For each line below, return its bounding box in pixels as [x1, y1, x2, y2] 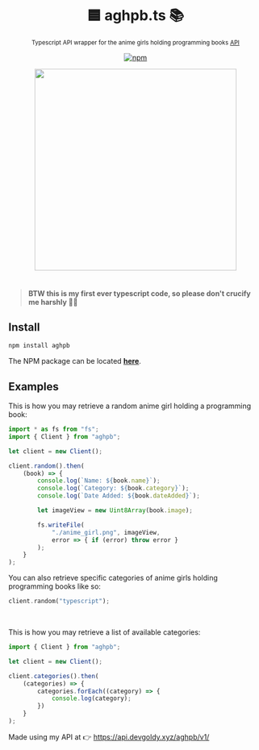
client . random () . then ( [8, 461, 85, 470]
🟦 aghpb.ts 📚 [86, 6, 185, 25]
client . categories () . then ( [8, 672, 99, 680]
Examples [8, 380, 59, 394]
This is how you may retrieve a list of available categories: [8, 627, 201, 637]
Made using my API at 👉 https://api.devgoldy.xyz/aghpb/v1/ [8, 731, 210, 742]
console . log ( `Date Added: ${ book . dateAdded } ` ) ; [37, 492, 200, 500]
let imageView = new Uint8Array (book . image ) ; [37, 506, 194, 515]
